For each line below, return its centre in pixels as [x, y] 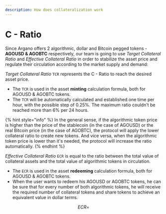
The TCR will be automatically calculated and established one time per [83, 99]
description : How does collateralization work [54, 10]
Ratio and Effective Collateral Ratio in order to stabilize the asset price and [81, 59]
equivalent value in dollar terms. [45, 197]
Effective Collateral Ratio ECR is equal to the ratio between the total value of [82, 156]
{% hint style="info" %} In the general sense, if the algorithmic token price [81, 120]
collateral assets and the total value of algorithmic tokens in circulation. [78, 161]
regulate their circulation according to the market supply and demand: [77, 64]
